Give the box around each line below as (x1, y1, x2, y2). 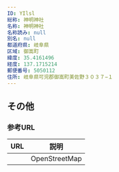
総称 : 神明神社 (7, 16, 44, 23)
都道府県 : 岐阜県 (7, 42, 49, 48)
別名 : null (7, 35, 36, 42)
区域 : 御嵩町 (7, 48, 39, 55)
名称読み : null (7, 29, 47, 36)
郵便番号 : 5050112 (7, 67, 56, 74)
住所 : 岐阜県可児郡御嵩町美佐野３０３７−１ (7, 73, 114, 81)
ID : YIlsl (7, 10, 36, 17)
